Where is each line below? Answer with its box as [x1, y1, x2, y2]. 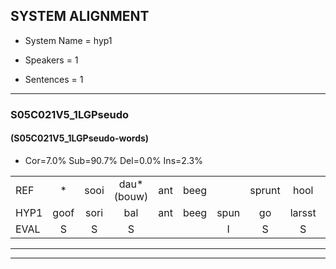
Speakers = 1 [24, 54, 79, 66]
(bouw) [113, 189, 149, 203]
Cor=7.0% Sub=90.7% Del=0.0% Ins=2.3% [24, 154, 203, 166]
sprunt [249, 183, 281, 197]
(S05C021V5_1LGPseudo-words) [10, 132, 150, 144]
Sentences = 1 [24, 73, 84, 85]
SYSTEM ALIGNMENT [10, 8, 150, 25]
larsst [289, 205, 317, 219]
